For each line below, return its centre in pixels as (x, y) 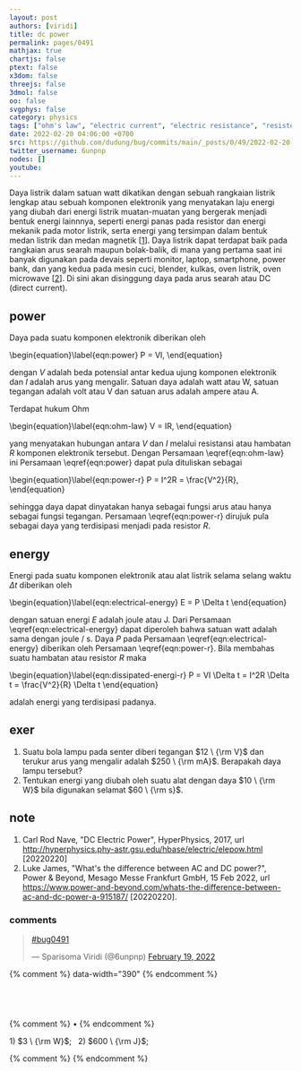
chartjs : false (38, 59)
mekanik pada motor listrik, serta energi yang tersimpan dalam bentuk (138, 231)
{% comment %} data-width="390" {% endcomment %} (113, 973)
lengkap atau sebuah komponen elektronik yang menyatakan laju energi (142, 202)
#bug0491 (50, 939)
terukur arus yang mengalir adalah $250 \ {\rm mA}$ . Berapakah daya (152, 761)
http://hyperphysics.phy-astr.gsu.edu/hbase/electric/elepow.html (142, 849)
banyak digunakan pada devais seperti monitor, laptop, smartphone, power (148, 260)
